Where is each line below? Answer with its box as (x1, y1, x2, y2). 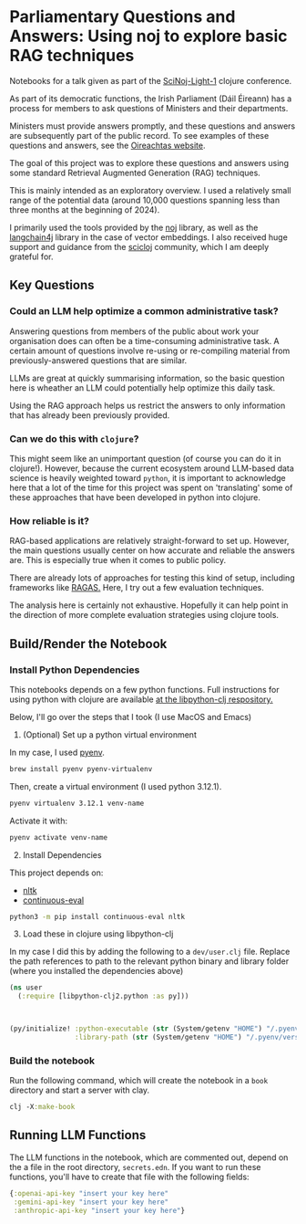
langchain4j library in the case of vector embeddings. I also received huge (9, 231, 289, 243)
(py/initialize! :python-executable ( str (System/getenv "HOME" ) (9, 1024, 262, 1033)
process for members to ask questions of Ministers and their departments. (9, 102, 289, 113)
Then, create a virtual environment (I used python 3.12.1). (9, 780, 222, 791)
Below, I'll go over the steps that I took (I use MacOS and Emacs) (9, 711, 252, 722)
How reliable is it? (9, 514, 89, 527)
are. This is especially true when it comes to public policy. (9, 555, 227, 566)
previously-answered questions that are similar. (9, 354, 188, 366)
